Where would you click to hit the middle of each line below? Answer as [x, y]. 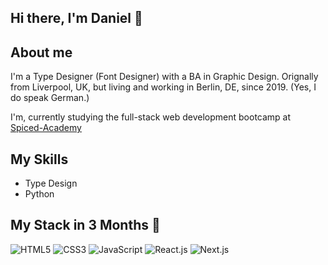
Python [39, 194]
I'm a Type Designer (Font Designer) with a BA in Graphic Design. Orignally [164, 77]
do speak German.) [50, 98]
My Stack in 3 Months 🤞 [85, 225]
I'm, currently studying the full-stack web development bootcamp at [151, 117]
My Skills [39, 159]
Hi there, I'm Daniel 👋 [76, 18]
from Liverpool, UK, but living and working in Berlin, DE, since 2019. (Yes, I [163, 87]
